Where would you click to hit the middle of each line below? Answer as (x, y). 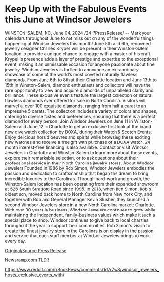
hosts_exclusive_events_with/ (35, 275)
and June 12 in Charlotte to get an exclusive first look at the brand (85, 126)
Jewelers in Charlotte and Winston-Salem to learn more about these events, (82, 152)
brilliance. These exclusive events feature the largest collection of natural (79, 95)
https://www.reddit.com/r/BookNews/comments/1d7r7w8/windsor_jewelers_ (82, 269)
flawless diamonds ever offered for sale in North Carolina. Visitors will (75, 100)
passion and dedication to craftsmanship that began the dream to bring (77, 173)
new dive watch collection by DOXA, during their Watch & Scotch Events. (79, 132)
